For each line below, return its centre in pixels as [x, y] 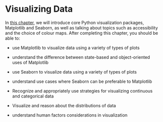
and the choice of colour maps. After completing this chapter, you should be [82, 33]
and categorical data [33, 96]
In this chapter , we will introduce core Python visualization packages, [74, 23]
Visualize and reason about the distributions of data [64, 105]
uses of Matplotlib [30, 62]
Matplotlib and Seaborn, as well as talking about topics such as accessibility [81, 27]
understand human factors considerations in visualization [70, 115]
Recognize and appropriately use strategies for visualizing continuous [82, 91]
